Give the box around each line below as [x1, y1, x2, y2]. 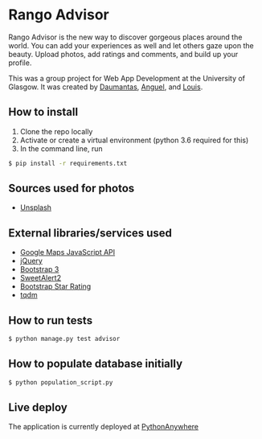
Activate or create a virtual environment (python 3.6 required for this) [19, 135, 249, 145]
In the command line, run [19, 143, 103, 154]
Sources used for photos [8, 182, 135, 195]
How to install [8, 105, 79, 119]
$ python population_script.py [8, 378, 113, 387]
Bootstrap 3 [19, 265, 59, 274]
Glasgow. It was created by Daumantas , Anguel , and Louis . [8, 82, 203, 92]
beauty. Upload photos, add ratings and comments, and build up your [8, 49, 239, 59]
